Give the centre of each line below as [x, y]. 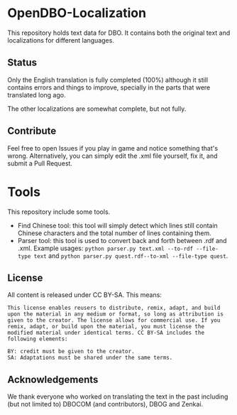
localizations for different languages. [61, 40]
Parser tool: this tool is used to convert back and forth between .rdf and [122, 240]
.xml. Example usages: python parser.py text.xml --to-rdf [105, 248]
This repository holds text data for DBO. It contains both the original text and [119, 33]
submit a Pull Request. [40, 163]
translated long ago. [37, 95]
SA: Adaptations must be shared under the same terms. [90, 358]
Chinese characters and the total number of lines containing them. [114, 233]
